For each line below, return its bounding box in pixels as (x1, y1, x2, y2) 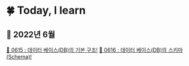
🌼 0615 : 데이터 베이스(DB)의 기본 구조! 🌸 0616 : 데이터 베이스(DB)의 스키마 (6, 46, 183, 53)
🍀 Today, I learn (6, 4, 86, 17)
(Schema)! (6, 53, 32, 60)
